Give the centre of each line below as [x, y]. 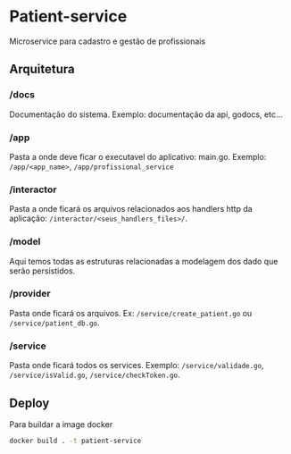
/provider [30, 294]
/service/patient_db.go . [54, 323]
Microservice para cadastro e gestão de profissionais [108, 41]
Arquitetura [42, 69]
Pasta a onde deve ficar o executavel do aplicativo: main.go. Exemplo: [138, 156]
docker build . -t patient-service [75, 441]
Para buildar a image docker [61, 424]
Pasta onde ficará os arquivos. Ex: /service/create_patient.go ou [131, 313]
